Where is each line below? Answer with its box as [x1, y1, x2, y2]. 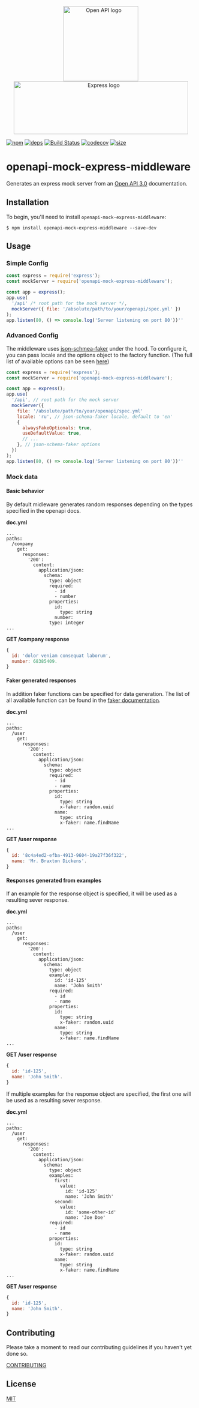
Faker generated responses [6, 677, 77, 684]
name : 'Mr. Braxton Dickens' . [11, 858, 87, 864]
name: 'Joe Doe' [65, 1214, 106, 1221]
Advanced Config [6, 331, 59, 340]
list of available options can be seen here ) [6, 357, 110, 365]
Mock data [6, 473, 38, 481]
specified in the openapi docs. [6, 507, 81, 514]
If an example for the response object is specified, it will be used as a [6, 890, 177, 897]
